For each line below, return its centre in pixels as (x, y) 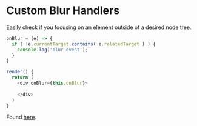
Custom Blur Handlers (63, 11)
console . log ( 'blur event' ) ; (52, 50)
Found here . (21, 117)
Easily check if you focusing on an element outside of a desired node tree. (99, 27)
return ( (23, 78)
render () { (20, 72)
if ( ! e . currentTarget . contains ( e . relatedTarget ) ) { (84, 44)
